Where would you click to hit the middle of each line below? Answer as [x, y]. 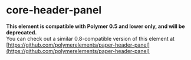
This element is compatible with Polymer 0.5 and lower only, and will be [95, 26]
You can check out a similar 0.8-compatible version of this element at [90, 38]
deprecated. [22, 32]
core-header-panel [54, 10]
